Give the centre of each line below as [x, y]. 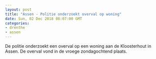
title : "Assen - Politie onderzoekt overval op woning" [63, 14]
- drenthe [15, 28]
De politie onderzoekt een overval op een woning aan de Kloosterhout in [78, 46]
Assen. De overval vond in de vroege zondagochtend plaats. [66, 51]
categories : [17, 23]
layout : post [18, 10]
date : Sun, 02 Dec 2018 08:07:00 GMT [44, 19]
